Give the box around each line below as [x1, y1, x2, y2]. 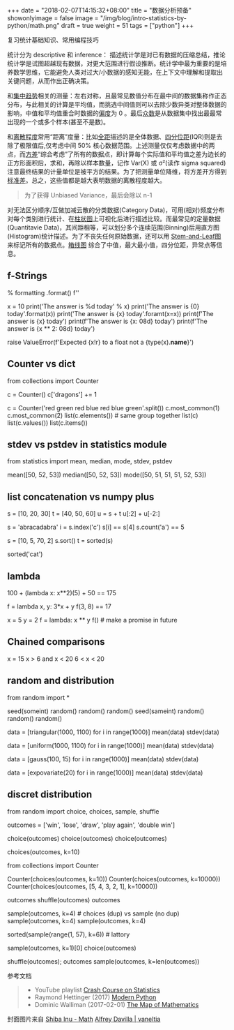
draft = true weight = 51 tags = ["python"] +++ [61, 22, 194, 29]
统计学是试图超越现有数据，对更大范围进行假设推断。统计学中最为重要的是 [7, 59, 221, 68]
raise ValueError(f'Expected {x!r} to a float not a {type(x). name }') [7, 338, 194, 346]
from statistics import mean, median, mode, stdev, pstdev [7, 457, 173, 465]
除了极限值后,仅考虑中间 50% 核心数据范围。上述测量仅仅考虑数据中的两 [7, 142, 215, 149]
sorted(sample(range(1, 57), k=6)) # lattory [7, 930, 130, 939]
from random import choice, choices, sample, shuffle [7, 807, 159, 815]
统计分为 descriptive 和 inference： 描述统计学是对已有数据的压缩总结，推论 [7, 51, 226, 59]
